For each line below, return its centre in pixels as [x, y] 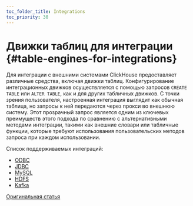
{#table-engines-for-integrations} [92, 59]
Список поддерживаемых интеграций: [55, 149]
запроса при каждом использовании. [53, 137]
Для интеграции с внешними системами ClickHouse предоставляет [91, 75]
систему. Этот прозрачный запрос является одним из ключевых [87, 112]
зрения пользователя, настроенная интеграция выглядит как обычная [95, 100]
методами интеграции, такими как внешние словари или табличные [92, 125]
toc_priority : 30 [27, 17]
